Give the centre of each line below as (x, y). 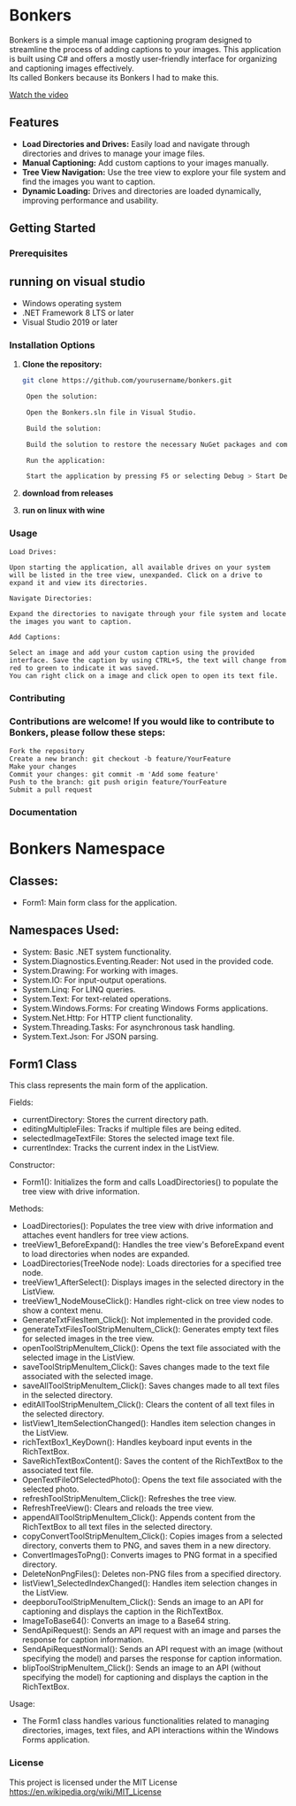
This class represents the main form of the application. (109, 1085)
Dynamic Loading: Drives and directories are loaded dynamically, (142, 190)
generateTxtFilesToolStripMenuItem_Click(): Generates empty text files (150, 1330)
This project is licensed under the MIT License (94, 1782)
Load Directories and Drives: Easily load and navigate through (136, 143)
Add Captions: (35, 637)
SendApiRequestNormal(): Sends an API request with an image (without (152, 1649)
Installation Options (52, 344)
